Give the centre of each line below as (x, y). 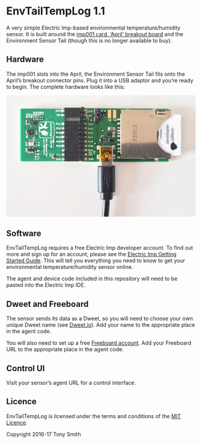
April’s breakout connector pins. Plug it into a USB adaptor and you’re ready (100, 80)
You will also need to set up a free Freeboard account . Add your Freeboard (99, 343)
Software (24, 234)
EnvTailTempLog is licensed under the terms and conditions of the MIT (94, 416)
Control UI (26, 368)
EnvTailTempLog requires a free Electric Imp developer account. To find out (100, 248)
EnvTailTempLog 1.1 (56, 11)
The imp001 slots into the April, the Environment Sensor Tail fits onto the (96, 74)
